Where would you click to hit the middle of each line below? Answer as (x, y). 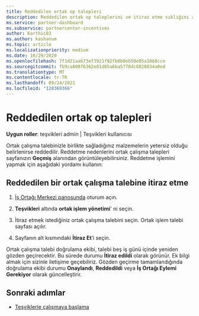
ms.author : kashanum (32, 39)
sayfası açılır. (31, 226)
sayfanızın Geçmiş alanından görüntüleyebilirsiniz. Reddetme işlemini (91, 158)
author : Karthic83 (29, 34)
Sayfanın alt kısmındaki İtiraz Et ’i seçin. (62, 237)
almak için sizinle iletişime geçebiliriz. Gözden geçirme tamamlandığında (94, 262)
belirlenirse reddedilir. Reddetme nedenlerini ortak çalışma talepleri (88, 152)
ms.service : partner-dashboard (45, 22)
